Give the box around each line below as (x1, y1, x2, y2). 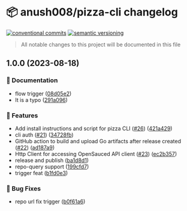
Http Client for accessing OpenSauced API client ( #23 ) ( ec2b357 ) (14, 150, 177, 157)
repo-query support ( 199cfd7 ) (14, 163, 89, 170)
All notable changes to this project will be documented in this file (20, 41, 181, 48)
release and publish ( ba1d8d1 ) (14, 156, 89, 164)
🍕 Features (6, 111, 38, 119)
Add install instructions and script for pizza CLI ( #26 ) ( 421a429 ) (14, 125, 173, 132)
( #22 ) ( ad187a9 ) (14, 144, 55, 151)
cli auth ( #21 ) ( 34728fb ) (14, 131, 74, 138)
